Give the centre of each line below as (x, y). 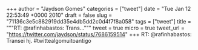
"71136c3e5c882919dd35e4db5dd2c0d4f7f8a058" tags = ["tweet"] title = (99, 21)
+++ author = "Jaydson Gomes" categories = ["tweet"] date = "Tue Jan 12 (99, 9)
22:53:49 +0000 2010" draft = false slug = (59, 15)
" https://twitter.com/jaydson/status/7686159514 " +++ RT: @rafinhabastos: (99, 34)
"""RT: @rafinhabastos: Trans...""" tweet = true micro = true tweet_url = (95, 28)
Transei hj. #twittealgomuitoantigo (49, 41)
